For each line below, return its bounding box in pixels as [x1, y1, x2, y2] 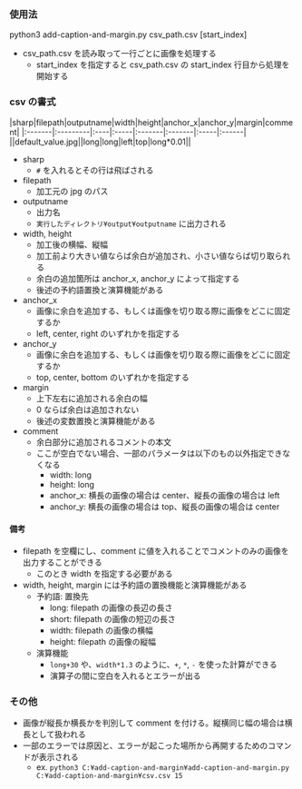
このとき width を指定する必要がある [35, 567, 173, 578]
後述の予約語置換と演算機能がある [35, 284, 164, 295]
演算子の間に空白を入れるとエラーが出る [49, 670, 201, 681]
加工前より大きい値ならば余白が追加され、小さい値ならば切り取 [35, 250, 275, 261]
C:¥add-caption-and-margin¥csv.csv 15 [35, 772, 183, 781]
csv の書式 [9, 95, 56, 108]
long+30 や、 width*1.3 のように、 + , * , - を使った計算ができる [49, 658, 278, 669]
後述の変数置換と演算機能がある [35, 415, 156, 426]
